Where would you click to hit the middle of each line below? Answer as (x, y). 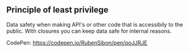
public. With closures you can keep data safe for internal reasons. (89, 31)
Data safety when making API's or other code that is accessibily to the (95, 24)
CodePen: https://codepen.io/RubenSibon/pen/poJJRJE (77, 42)
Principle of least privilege (57, 10)
